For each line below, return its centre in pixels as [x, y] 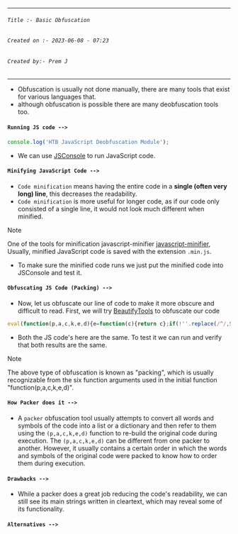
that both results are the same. [62, 345]
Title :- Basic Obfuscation [49, 20]
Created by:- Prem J [38, 61]
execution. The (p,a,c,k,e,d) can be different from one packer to [114, 440]
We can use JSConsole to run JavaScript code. [86, 155]
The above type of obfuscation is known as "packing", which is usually [110, 372]
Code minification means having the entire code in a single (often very [123, 186]
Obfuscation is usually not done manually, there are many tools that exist [124, 89]
